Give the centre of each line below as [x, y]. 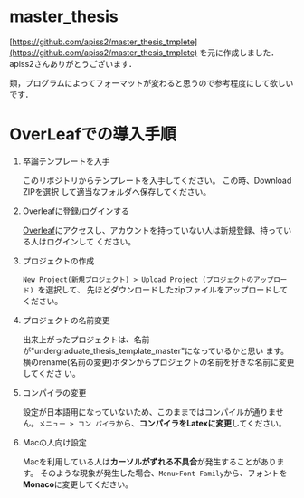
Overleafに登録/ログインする [76, 211]
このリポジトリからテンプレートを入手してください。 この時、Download [157, 180]
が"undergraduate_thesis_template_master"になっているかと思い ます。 [156, 350]
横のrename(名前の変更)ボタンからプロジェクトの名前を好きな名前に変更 [158, 362]
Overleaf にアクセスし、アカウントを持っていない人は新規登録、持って [153, 230]
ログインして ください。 [91, 241]
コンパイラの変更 [54, 392]
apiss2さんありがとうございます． [73, 63]
